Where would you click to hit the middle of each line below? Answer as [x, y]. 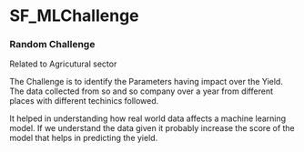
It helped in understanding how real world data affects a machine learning [148, 118]
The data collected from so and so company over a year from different [141, 91]
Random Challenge [52, 45]
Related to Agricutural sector [63, 64]
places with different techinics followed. [84, 101]
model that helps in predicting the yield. [84, 138]
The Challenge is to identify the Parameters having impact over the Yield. [147, 82]
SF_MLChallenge [74, 16]
